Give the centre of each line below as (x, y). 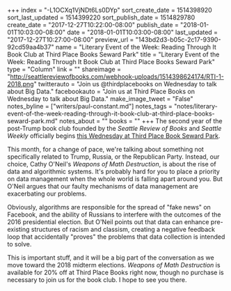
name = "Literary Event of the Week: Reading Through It (136, 47)
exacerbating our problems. (47, 194)
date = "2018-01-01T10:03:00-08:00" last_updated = (142, 32)
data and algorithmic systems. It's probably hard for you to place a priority (114, 171)
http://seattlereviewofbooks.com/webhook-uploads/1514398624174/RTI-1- (117, 77)
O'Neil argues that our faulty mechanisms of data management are (103, 186)
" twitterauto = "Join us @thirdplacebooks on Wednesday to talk (125, 84)
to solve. (19, 244)
